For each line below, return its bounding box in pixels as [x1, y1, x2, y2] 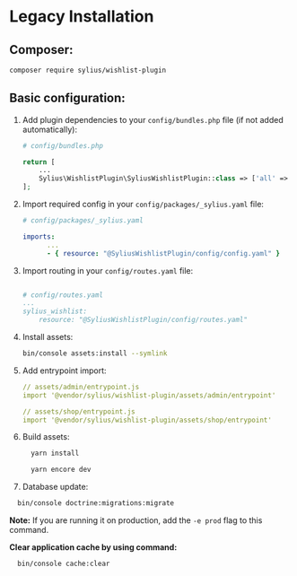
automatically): [22, 124, 78, 135]
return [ [22, 157, 56, 167]
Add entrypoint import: [22, 365, 107, 376]
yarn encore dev [31, 465, 92, 475]
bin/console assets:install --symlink [22, 349, 168, 358]
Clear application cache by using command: [9, 542, 178, 553]
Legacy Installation [9, 6, 154, 27]
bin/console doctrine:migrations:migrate [17, 499, 175, 508]
